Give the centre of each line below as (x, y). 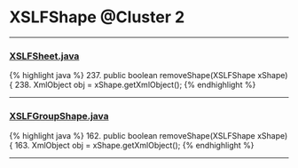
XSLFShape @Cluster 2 (97, 17)
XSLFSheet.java (44, 56)
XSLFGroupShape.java (59, 116)
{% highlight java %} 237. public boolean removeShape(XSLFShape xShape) (149, 76)
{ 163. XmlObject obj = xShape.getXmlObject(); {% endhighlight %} (132, 145)
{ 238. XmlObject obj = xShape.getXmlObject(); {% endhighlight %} (133, 85)
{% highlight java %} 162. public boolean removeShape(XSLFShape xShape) (149, 135)
